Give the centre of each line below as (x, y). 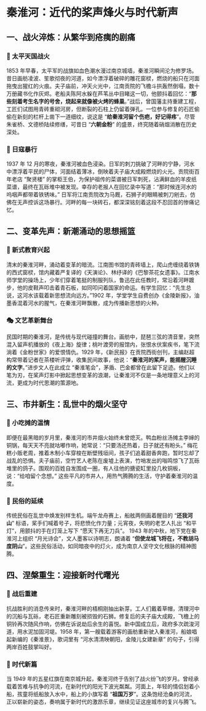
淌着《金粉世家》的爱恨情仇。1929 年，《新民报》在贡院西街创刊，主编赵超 (101, 352)
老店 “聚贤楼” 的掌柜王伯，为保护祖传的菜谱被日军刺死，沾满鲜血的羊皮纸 (104, 179)
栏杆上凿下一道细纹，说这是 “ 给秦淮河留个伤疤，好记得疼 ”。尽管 (114, 117)
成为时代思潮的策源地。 (52, 383)
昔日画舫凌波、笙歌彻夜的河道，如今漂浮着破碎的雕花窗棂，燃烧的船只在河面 (103, 78)
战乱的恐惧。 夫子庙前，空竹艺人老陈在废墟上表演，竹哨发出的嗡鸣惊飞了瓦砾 (103, 460)
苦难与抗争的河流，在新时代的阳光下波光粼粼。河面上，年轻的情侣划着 (105, 686)
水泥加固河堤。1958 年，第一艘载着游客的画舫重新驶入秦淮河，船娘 (107, 631)
